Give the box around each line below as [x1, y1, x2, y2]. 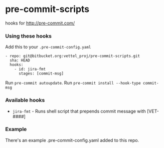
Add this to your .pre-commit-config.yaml [5, 44, 91, 50]
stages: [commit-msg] [18, 71, 64, 76]
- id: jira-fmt [14, 66, 46, 72]
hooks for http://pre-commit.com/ [5, 20, 75, 26]
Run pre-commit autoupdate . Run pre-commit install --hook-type [5, 80, 141, 86]
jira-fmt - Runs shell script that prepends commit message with [12, 108, 146, 114]
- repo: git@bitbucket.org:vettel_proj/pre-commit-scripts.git [5, 53, 140, 58]
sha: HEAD [10, 58, 30, 63]
